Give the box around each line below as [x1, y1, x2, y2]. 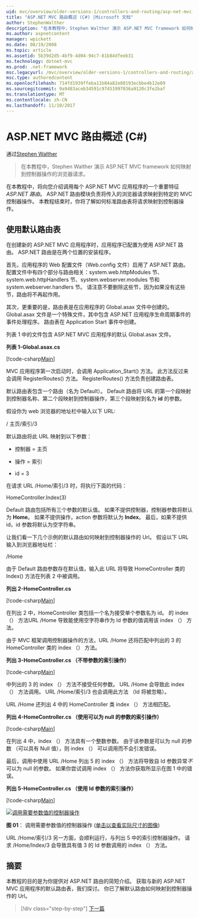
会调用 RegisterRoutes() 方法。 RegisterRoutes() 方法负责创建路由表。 [6, 375, 176, 383]
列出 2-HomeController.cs [6, 585, 72, 592]
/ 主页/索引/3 [6, 420, 37, 428]
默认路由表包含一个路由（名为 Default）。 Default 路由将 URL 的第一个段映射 [6, 388, 191, 395]
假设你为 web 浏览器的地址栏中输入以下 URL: [6, 407, 116, 415]
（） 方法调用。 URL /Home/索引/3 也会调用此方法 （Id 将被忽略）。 [6, 689, 170, 696]
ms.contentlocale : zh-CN [6, 97, 68, 103]
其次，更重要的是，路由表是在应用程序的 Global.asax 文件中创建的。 [6, 304, 173, 311]
